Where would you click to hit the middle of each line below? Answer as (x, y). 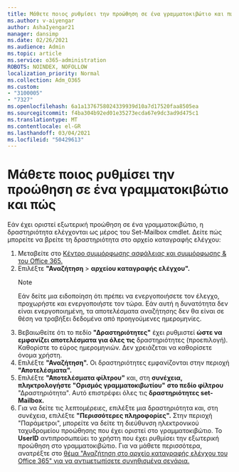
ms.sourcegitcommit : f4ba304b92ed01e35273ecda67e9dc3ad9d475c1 (103, 113)
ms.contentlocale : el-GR (44, 126)
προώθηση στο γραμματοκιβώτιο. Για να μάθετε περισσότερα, (110, 446)
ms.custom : (23, 87)
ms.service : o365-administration (57, 60)
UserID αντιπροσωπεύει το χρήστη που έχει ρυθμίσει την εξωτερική (118, 439)
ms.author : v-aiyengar (41, 21)
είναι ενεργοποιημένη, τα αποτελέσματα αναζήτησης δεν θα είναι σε (121, 311)
